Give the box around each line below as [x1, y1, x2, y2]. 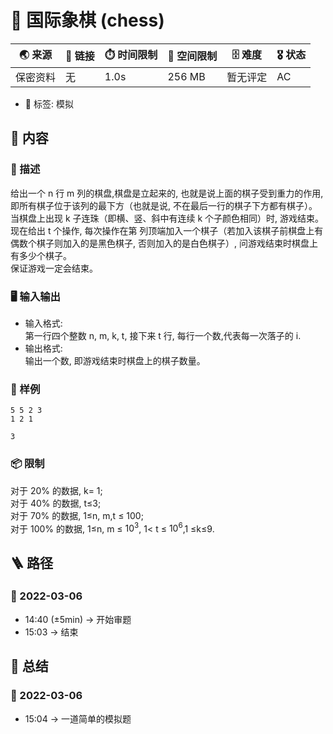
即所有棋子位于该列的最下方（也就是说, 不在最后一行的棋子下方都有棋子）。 [10, 199, 318, 211]
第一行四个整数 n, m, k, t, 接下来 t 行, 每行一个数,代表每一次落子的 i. [24, 329, 302, 341]
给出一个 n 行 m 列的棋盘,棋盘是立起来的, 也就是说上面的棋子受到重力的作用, [10, 187, 324, 199]
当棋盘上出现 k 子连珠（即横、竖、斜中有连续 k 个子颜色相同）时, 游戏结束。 [10, 212, 325, 224]
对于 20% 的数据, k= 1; [10, 484, 103, 496]
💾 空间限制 [167, 49, 218, 63]
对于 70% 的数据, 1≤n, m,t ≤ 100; [10, 509, 144, 521]
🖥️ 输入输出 [10, 289, 61, 303]
